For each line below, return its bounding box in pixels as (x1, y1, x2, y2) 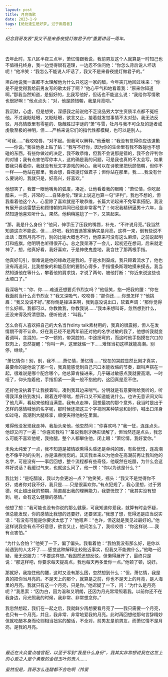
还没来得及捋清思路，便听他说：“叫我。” (5, 311, 86, 317)
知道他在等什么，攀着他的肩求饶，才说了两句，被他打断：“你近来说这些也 (9, 269, 161, 275)
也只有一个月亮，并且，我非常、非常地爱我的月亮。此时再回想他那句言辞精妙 (5, 611, 163, 617)
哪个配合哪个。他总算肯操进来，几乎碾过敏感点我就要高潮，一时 (31, 370, 163, 376)
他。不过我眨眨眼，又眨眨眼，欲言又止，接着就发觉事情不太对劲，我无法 (5, 114, 154, 120)
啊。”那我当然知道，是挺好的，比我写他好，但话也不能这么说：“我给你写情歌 (5, 91, 160, 97)
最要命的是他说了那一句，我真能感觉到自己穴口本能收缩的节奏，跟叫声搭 (5, 364, 154, 370)
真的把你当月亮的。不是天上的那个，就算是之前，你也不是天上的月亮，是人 (5, 576, 158, 582)
